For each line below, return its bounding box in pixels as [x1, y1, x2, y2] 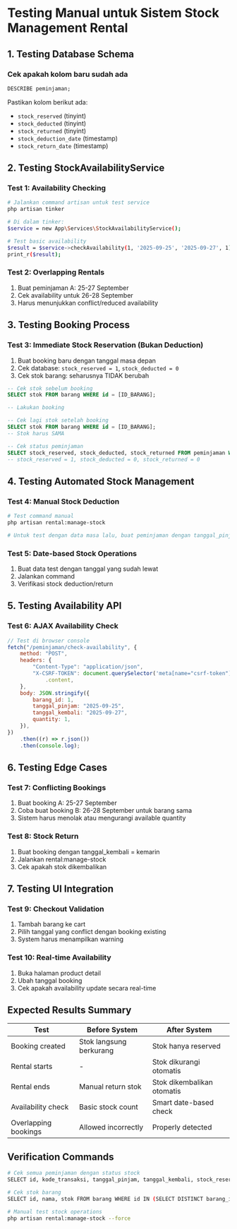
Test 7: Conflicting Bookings [7, 782, 107, 792]
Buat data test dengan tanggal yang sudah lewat [17, 564, 159, 573]
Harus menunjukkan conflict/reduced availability [17, 298, 159, 307]
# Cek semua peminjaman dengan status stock [7, 1170, 140, 1177]
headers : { [20, 657, 52, 664]
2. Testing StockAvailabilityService [7, 162, 165, 174]
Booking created [11, 1041, 66, 1051]
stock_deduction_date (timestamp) [17, 134, 119, 143]
